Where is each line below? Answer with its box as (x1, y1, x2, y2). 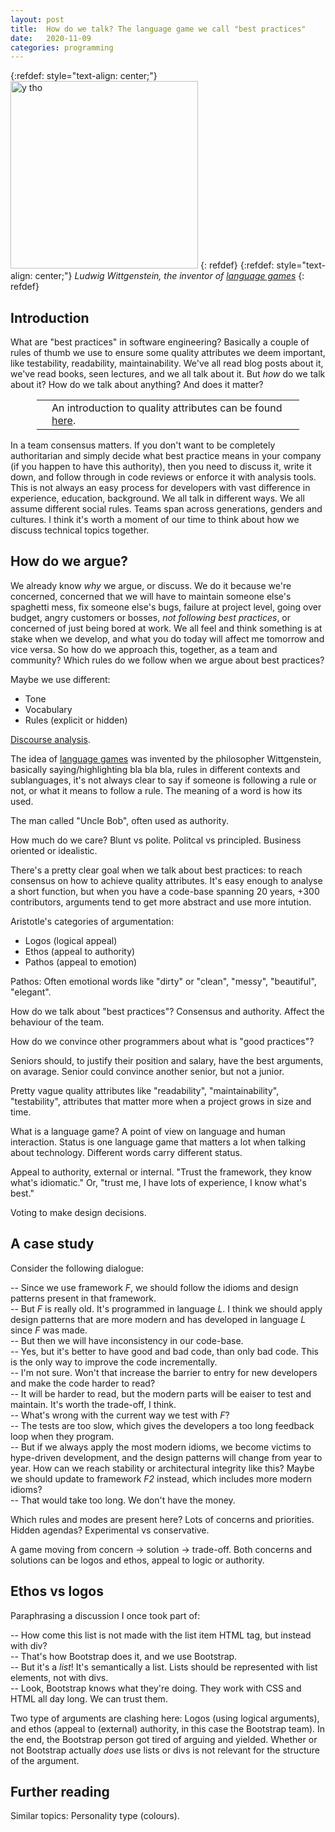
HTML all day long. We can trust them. (10, 1692, 168, 1705)
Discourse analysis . (10, 733, 91, 745)
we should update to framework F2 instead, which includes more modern (10, 1472, 312, 1485)
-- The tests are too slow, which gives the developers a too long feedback (10, 1419, 315, 1431)
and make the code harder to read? (10, 1377, 156, 1389)
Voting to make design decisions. (10, 1206, 147, 1218)
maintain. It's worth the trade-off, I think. (10, 1398, 177, 1410)
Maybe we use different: (10, 673, 111, 685)
